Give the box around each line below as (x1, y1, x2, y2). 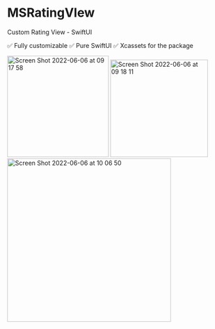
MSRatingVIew (7, 5, 95, 21)
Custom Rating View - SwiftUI (7, 28, 93, 36)
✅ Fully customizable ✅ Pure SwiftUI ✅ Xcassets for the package (7, 41, 193, 49)
